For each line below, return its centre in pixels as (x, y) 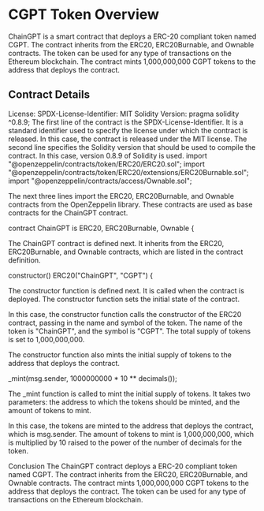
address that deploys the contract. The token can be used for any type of (127, 491)
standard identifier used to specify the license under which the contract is (128, 130)
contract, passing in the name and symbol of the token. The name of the (125, 323)
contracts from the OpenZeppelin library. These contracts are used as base (130, 204)
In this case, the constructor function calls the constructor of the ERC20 (125, 314)
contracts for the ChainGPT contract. (68, 213)
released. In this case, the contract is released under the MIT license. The (128, 139)
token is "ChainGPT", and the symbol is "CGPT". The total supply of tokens (129, 331)
